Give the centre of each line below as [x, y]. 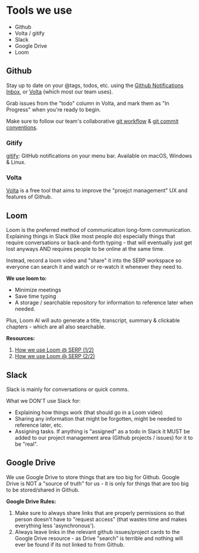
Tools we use [39, 10]
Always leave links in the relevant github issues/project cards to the [97, 532]
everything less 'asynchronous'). [55, 526]
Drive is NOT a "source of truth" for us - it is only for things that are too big [97, 483]
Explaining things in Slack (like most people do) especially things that [91, 237]
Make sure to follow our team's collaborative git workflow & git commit [92, 121]
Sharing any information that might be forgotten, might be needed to [98, 418]
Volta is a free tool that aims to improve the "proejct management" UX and [97, 191]
